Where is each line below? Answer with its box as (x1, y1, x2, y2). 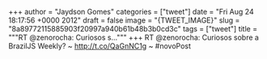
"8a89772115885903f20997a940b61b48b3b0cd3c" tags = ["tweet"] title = (8, 24, 257, 33)
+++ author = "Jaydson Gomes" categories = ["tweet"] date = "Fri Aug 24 (8, 7, 254, 16)
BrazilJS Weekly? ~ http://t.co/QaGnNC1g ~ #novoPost (8, 41, 192, 51)
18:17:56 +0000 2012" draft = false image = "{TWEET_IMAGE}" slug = (8, 15, 240, 25)
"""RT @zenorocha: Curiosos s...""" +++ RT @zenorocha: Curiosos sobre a (8, 32, 259, 42)
